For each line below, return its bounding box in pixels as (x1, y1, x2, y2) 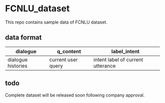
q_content (56, 48, 81, 54)
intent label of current (93, 56, 143, 63)
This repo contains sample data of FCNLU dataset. (5, 19, 108, 25)
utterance (93, 62, 116, 69)
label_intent (111, 48, 140, 54)
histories (7, 62, 28, 69)
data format (5, 33, 42, 42)
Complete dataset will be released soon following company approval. (5, 92, 145, 98)
